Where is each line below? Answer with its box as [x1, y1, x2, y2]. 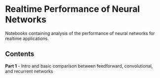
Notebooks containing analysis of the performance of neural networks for [5, 30, 155, 36]
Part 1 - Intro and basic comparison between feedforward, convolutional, [5, 63, 153, 69]
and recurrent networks [5, 68, 53, 74]
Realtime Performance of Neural [5, 3, 140, 15]
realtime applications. [5, 36, 49, 41]
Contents [5, 50, 35, 58]
